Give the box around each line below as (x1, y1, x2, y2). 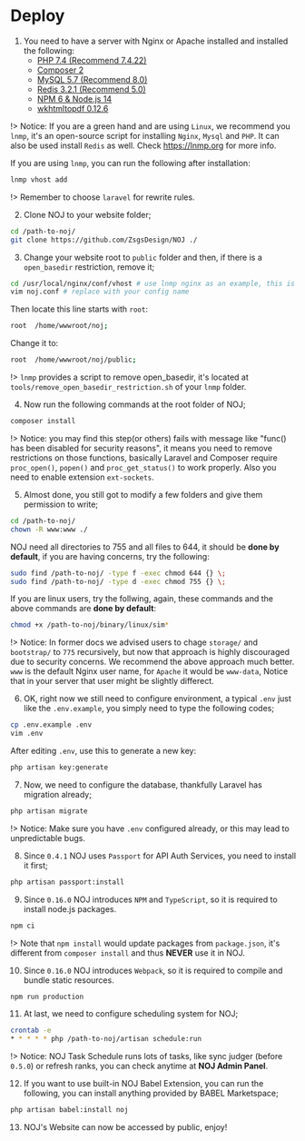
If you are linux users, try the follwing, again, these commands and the (10, 593, 273, 604)
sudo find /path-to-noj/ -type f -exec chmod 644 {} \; (10, 569, 226, 578)
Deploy (10, 5, 65, 26)
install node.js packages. (23, 903, 117, 914)
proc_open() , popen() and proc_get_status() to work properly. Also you (10, 461, 277, 472)
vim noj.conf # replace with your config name (10, 287, 190, 296)
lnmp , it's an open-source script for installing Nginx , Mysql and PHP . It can (10, 130, 280, 141)
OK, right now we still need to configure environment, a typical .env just (23, 693, 291, 704)
